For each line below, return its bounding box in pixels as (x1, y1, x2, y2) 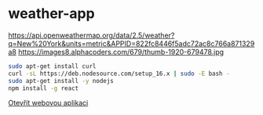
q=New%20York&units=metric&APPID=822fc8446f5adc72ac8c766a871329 (8, 38, 255, 48)
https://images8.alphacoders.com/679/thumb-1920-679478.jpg (18, 47, 225, 56)
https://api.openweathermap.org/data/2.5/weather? (8, 31, 175, 40)
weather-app (8, 5, 96, 23)
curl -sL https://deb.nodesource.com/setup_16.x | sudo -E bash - (8, 70, 230, 77)
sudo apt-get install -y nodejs (8, 77, 114, 84)
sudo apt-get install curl (8, 62, 97, 70)
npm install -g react (8, 84, 79, 92)
